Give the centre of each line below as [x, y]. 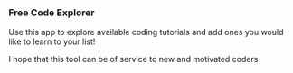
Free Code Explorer [52, 13]
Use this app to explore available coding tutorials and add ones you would [146, 32]
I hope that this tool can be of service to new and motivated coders [133, 59]
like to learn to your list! [52, 41]
